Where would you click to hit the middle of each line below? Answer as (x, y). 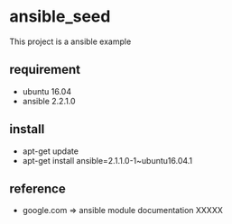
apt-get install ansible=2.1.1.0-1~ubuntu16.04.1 (107, 160)
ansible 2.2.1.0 (49, 101)
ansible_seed (60, 17)
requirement (45, 70)
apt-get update (51, 151)
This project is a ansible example (70, 41)
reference (37, 188)
